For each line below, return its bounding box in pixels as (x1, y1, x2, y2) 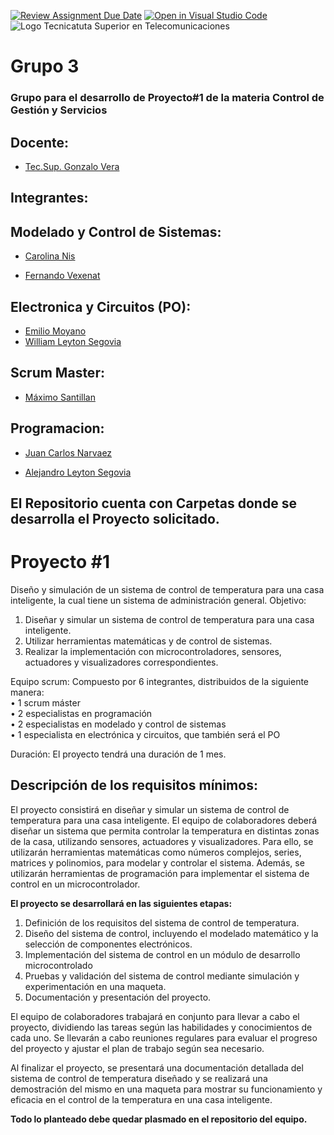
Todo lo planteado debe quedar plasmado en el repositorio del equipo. (10, 1113, 308, 1125)
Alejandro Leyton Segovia (24, 466, 132, 478)
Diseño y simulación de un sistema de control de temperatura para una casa (10, 583, 325, 595)
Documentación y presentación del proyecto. (24, 991, 212, 1003)
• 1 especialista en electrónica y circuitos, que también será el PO (10, 728, 281, 740)
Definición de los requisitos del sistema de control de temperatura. (24, 916, 300, 929)
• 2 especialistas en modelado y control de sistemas (10, 718, 227, 730)
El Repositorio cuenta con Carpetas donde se (10, 495, 297, 512)
